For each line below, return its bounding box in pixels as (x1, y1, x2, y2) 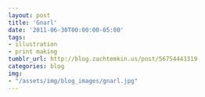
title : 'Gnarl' (8, 19, 58, 27)
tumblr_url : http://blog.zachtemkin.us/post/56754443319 (8, 56, 198, 63)
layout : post (8, 11, 51, 20)
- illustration (8, 41, 58, 48)
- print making (8, 48, 58, 56)
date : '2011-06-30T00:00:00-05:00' (8, 26, 124, 34)
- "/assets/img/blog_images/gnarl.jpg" (8, 77, 138, 84)
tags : (8, 33, 26, 41)
